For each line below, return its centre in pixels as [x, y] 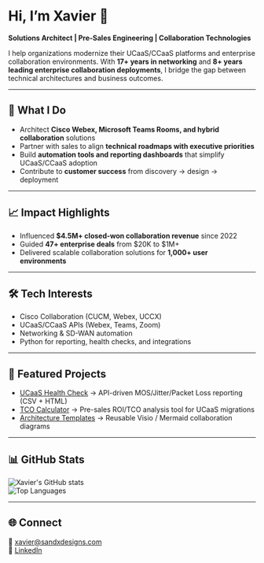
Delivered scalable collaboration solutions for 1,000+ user [114, 252]
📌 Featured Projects [57, 374]
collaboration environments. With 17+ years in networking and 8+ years [125, 61]
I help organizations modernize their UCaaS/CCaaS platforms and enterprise [132, 53]
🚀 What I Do [37, 111]
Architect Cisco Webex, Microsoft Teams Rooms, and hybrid [119, 129]
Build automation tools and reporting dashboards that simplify [122, 154]
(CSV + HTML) [44, 402]
